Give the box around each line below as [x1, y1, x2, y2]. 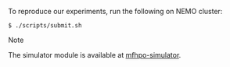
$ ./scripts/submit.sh [8, 22, 82, 30]
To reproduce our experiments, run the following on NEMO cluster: [8, 7, 223, 16]
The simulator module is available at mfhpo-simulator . [8, 51, 181, 59]
